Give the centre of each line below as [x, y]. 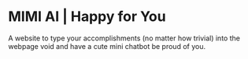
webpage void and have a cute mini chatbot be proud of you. [107, 46]
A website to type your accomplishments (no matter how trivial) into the [124, 38]
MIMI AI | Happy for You [87, 17]
